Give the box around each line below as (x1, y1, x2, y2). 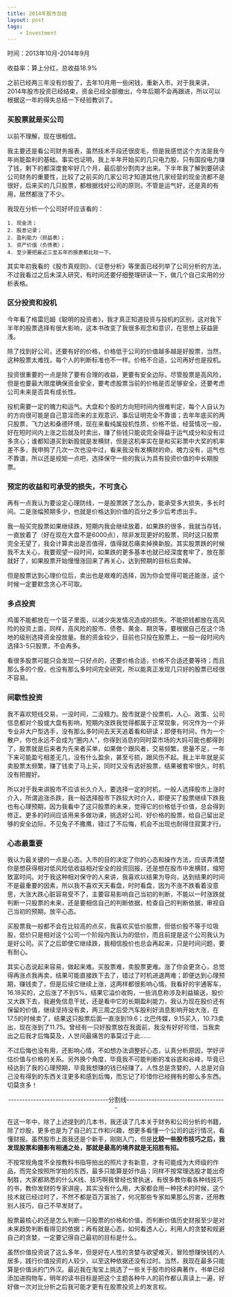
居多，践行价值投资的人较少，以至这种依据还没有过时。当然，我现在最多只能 (7, 1257, 225, 1265)
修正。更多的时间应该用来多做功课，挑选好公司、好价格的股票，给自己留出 (7, 811, 219, 819)
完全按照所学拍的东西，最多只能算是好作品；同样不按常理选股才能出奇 (25, 1167, 225, 1175)
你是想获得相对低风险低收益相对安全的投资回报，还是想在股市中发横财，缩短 (7, 864, 225, 873)
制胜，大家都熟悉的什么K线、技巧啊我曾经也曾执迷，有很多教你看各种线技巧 (7, 1175, 223, 1184)
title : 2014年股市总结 (7, 10, 68, 17)
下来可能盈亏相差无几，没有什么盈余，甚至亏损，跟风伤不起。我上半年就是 (7, 752, 219, 761)
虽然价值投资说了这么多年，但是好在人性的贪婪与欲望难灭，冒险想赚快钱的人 (7, 1248, 225, 1256)
